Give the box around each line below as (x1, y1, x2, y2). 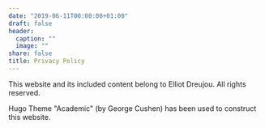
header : (8, 27, 35, 35)
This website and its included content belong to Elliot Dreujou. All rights (8, 79, 246, 89)
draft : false (8, 19, 53, 28)
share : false (8, 49, 53, 58)
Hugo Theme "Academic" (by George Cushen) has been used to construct (8, 103, 257, 113)
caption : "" (15, 34, 57, 43)
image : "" (15, 42, 49, 50)
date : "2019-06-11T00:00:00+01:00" (8, 11, 129, 20)
